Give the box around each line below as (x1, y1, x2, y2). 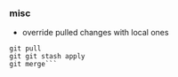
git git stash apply (9, 52, 86, 61)
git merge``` (9, 60, 58, 69)
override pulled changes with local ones (21, 27, 169, 38)
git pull (9, 44, 42, 53)
